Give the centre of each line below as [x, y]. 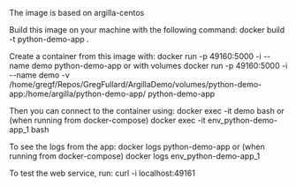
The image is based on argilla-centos [77, 13]
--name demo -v [40, 75]
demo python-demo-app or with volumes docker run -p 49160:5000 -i [159, 66]
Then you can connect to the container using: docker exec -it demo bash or [147, 111]
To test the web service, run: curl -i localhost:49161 [102, 173]
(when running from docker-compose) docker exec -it [107, 120]
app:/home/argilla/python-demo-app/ [78, 93]
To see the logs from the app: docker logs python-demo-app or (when [137, 146]
